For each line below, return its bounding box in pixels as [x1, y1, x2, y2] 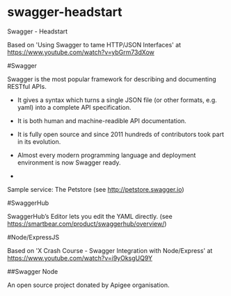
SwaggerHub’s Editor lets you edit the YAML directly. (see [7, 212, 173, 220]
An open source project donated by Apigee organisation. [7, 281, 170, 289]
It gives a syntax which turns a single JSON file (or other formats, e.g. [17, 95, 217, 104]
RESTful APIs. [7, 82, 47, 90]
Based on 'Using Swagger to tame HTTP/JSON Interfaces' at [7, 40, 182, 49]
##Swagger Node [7, 267, 58, 275]
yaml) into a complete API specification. [17, 103, 132, 111]
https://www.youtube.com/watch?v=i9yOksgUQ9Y [7, 254, 153, 262]
